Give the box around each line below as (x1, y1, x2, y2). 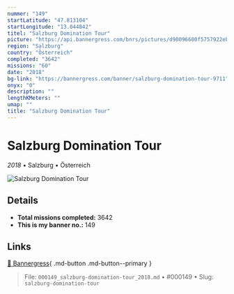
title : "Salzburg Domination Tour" (7, 108, 111, 115)
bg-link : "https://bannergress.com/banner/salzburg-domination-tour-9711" (7, 75, 229, 82)
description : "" (7, 88, 54, 95)
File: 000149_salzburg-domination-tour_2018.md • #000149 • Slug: (24, 273, 214, 281)
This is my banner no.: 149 (17, 221, 95, 229)
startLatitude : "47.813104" (7, 17, 89, 24)
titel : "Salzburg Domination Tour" (7, 29, 111, 37)
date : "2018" (7, 68, 45, 75)
